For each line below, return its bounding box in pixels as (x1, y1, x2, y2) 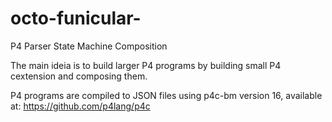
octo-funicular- (10, 7, 142, 30)
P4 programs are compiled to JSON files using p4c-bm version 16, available (10, 89, 323, 101)
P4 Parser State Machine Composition (10, 40, 168, 52)
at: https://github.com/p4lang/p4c (10, 100, 151, 112)
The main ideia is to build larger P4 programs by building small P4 (10, 59, 282, 71)
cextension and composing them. (10, 70, 148, 82)
